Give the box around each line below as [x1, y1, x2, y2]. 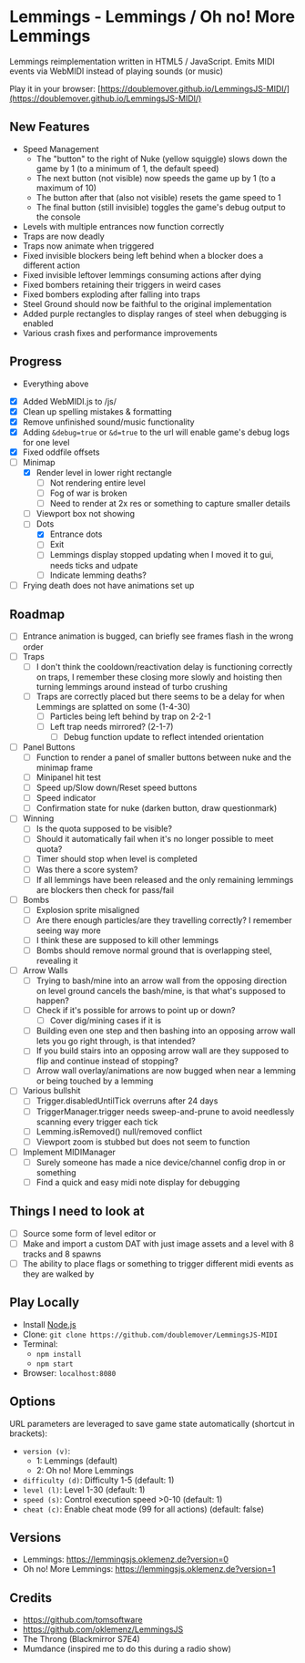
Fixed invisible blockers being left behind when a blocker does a [22, 250, 264, 261]
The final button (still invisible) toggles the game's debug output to [36, 201, 286, 212]
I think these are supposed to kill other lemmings [36, 934, 219, 945]
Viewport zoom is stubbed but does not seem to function [36, 1136, 250, 1147]
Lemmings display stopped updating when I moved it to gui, [49, 549, 274, 560]
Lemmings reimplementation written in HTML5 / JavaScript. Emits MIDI [9, 56, 275, 67]
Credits [9, 1590, 53, 1606]
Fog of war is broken [49, 488, 127, 498]
